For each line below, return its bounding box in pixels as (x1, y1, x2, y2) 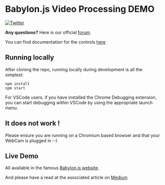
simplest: (5, 72, 24, 78)
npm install (5, 81, 30, 86)
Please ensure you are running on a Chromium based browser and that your (5, 132, 160, 138)
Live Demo (5, 152, 39, 160)
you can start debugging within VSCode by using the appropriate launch (5, 99, 153, 105)
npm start (5, 86, 26, 91)
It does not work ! (5, 119, 60, 128)
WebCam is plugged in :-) (5, 138, 58, 143)
